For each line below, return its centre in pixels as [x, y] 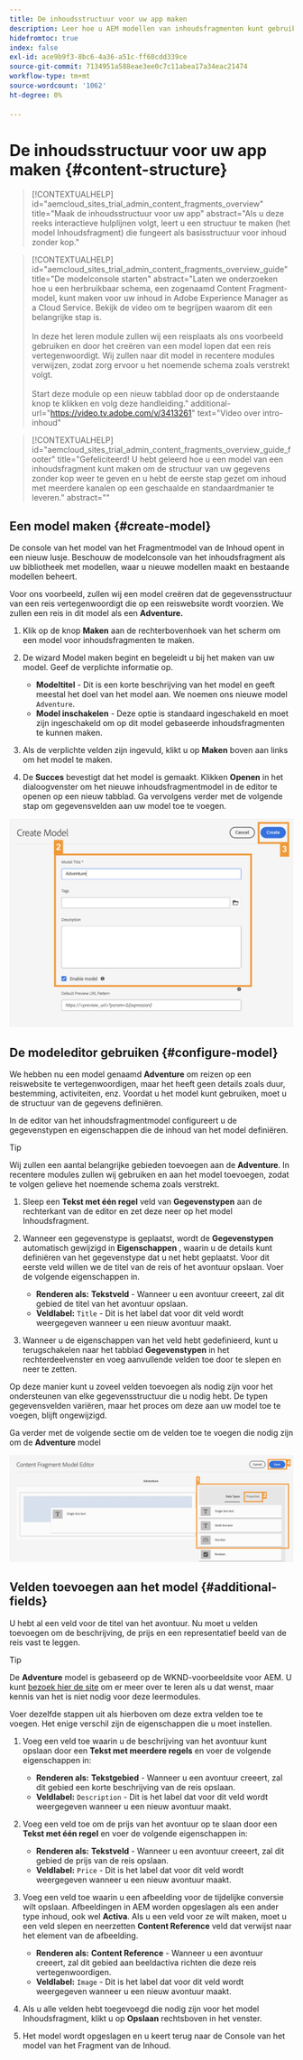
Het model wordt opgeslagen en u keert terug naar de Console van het [154, 2036]
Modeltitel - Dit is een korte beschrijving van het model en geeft [155, 685]
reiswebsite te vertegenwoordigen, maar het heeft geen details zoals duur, [147, 1084]
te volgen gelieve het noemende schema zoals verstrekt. [115, 1184]
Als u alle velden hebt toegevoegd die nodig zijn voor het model [141, 2009]
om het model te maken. [67, 760]
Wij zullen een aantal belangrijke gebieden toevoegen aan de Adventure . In [150, 1165]
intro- [273, 413]
